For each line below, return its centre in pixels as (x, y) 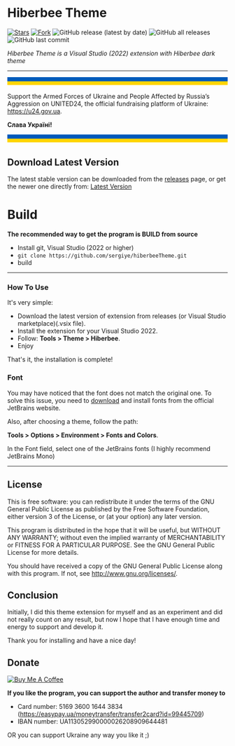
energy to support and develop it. (55, 627)
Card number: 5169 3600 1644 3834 (70, 707)
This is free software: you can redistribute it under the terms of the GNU (111, 502)
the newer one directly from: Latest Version (70, 186)
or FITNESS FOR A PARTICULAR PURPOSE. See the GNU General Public (111, 545)
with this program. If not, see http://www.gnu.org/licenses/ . (93, 573)
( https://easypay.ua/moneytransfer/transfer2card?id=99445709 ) (111, 714)
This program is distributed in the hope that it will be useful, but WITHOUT (114, 530)
